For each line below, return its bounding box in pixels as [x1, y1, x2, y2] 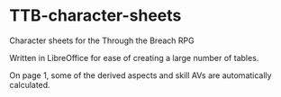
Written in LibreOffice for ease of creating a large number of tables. [9, 52, 259, 63]
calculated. [9, 79, 51, 90]
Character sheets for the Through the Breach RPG [9, 35, 195, 46]
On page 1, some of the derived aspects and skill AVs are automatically [9, 69, 272, 81]
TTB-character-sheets [9, 5, 182, 26]
